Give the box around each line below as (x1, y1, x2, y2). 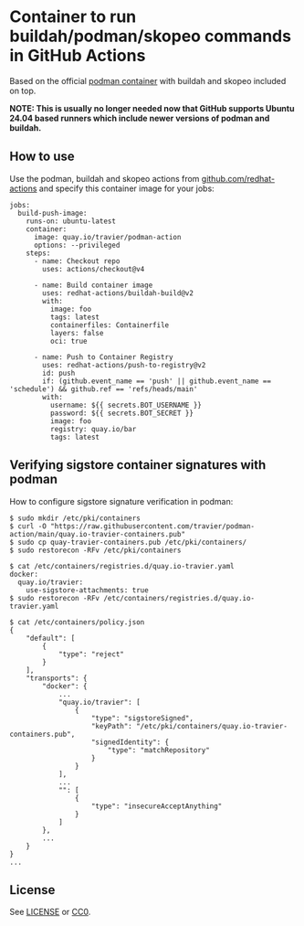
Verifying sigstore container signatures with (9, 457, 267, 473)
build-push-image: (17, 208, 89, 218)
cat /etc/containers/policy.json (17, 617, 145, 627)
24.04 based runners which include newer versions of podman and (9, 112, 270, 123)
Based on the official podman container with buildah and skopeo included (9, 75, 287, 86)
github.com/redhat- (201, 173, 276, 184)
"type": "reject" (58, 649, 125, 659)
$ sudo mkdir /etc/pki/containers (9, 514, 142, 523)
